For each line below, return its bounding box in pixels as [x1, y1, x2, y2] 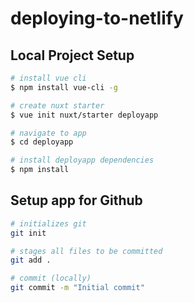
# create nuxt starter [10, 100, 105, 111]
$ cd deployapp [10, 137, 74, 147]
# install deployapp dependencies [10, 155, 155, 166]
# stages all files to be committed [10, 246, 163, 256]
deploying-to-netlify [10, 7, 184, 30]
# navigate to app [10, 128, 87, 138]
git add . [10, 255, 52, 266]
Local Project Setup [10, 47, 135, 64]
